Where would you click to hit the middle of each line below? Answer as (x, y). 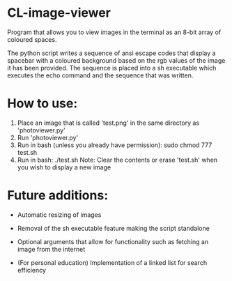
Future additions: (58, 196)
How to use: (42, 104)
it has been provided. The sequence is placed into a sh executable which (112, 68)
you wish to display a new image (64, 167)
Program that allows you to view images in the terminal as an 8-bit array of (114, 32)
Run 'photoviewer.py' (48, 137)
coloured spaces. (32, 39)
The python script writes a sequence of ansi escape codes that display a (111, 53)
